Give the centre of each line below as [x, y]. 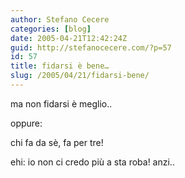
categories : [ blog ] [51, 29]
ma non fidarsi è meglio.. [61, 103]
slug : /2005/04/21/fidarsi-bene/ [80, 76]
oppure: [26, 123]
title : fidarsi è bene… [60, 66]
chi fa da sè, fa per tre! [57, 142]
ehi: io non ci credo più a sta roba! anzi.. [92, 162]
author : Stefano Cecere [60, 19]
